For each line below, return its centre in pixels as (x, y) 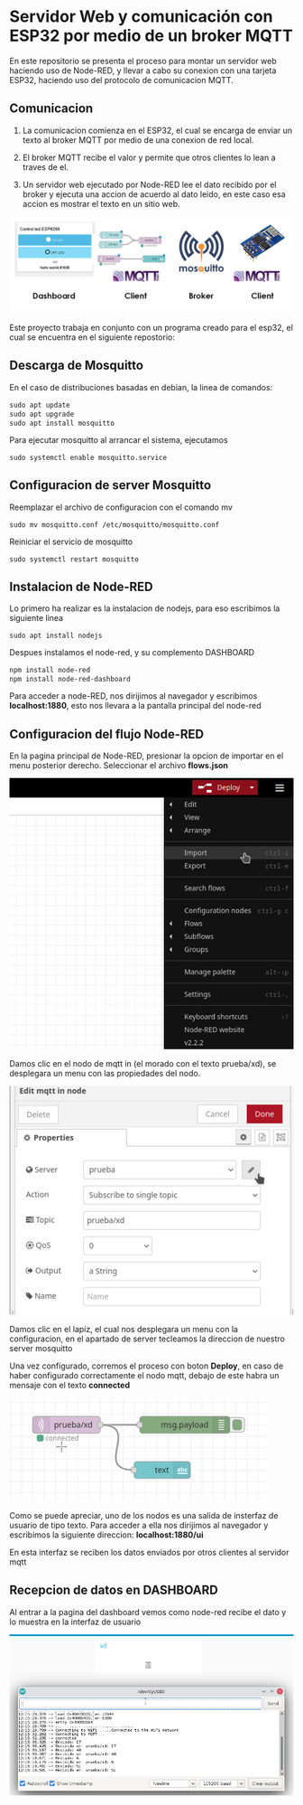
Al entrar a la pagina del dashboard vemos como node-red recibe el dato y (148, 1612)
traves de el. (46, 167)
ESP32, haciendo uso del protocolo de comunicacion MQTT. (122, 80)
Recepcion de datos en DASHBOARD (114, 1590)
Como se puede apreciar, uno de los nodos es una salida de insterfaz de (144, 1515)
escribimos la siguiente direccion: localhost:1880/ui (106, 1535)
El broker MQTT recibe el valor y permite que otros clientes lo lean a (149, 157)
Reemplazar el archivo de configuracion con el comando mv (121, 507)
